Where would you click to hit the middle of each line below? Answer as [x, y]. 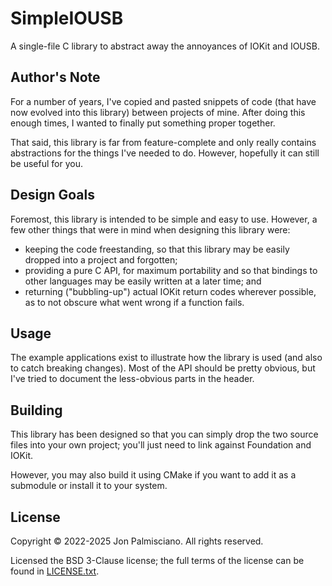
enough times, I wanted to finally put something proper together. [143, 123]
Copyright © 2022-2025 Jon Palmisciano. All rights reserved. [137, 541]
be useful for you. [46, 163]
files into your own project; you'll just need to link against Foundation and [161, 445]
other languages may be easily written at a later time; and [143, 281]
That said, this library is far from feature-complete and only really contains [163, 142]
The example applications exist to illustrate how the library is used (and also [166, 358]
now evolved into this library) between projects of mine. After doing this [158, 112]
